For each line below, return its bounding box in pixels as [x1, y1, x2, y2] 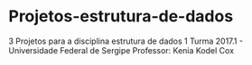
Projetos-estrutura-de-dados [8, 6, 234, 27]
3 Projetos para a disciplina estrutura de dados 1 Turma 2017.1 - [8, 36, 243, 46]
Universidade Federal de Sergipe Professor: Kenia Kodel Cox [8, 45, 235, 55]
